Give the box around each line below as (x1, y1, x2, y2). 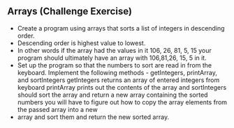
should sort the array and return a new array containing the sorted (17, 90, 208, 99)
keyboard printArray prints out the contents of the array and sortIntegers (17, 83, 227, 91)
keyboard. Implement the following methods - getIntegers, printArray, (17, 68, 218, 77)
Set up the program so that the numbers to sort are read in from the (17, 61, 212, 69)
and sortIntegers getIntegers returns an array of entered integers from (17, 76, 220, 84)
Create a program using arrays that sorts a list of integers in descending (17, 24, 225, 32)
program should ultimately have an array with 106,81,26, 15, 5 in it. (17, 54, 207, 62)
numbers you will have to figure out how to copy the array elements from (17, 97, 228, 106)
